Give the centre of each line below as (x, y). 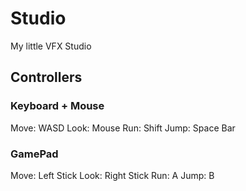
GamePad (34, 154)
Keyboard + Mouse (57, 106)
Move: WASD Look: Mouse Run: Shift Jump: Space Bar (123, 128)
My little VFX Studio (51, 46)
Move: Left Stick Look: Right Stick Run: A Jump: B (112, 175)
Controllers (46, 77)
